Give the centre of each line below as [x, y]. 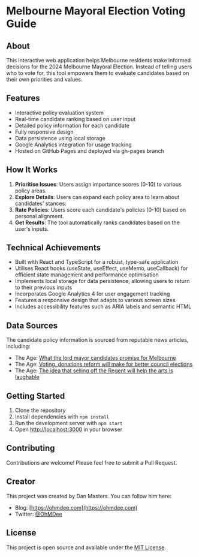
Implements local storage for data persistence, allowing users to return [102, 281]
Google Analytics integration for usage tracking [73, 144]
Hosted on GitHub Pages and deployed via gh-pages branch [90, 150]
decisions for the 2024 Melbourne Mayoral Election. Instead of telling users [99, 67]
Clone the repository [40, 410]
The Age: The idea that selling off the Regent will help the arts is [94, 371]
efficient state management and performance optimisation [87, 275]
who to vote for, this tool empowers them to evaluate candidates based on [98, 73]
